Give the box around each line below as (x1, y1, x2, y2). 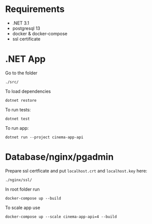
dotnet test (5, 116, 30, 121)
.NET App (5, 53, 46, 65)
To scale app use (5, 205, 40, 211)
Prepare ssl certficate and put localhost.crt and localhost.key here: (5, 168, 148, 174)
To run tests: (5, 106, 31, 113)
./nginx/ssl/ (5, 177, 32, 183)
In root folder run (5, 186, 40, 192)
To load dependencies (5, 88, 51, 94)
